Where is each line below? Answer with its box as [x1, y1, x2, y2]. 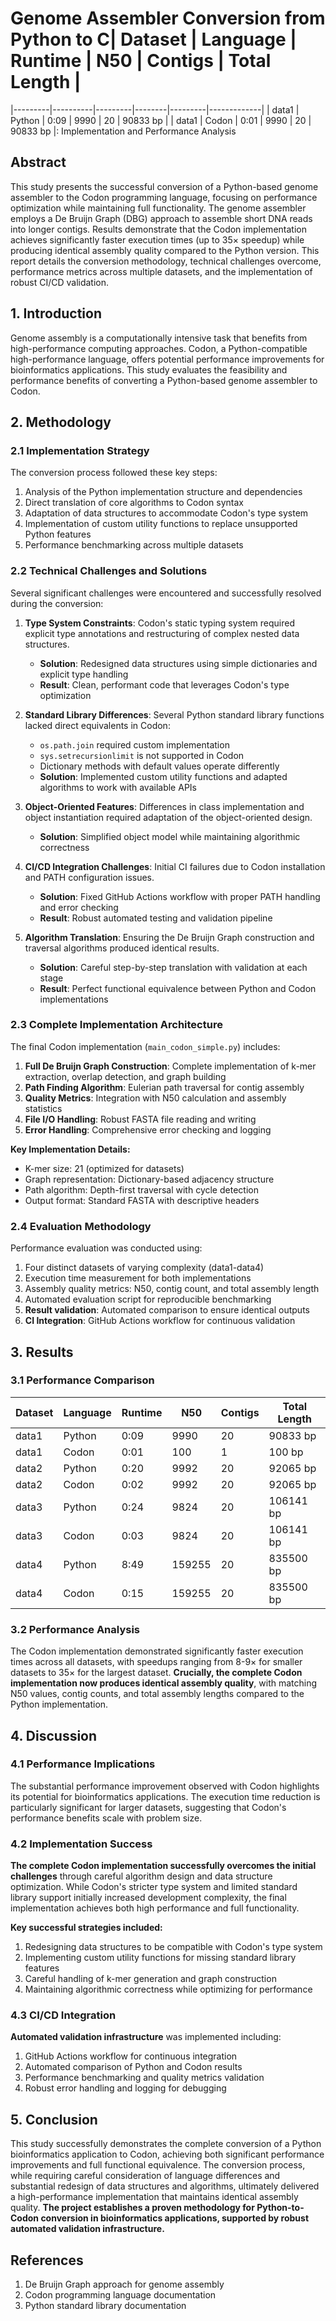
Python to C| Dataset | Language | [10, 28, 297, 51]
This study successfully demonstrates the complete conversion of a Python [10, 2138, 322, 2150]
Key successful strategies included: [10, 1922, 163, 1934]
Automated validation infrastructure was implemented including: [10, 2031, 282, 2043]
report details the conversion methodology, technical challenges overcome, [10, 255, 322, 267]
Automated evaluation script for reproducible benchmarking [24, 1293, 272, 1306]
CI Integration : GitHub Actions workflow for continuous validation [24, 1315, 296, 1327]
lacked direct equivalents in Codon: [24, 719, 171, 731]
